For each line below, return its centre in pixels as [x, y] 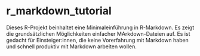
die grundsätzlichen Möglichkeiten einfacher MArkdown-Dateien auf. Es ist [98, 33]
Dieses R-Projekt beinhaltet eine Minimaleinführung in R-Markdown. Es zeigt [100, 27]
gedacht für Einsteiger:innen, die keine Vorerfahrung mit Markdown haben [98, 40]
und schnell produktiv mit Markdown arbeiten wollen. [72, 46]
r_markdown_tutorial [59, 11]
